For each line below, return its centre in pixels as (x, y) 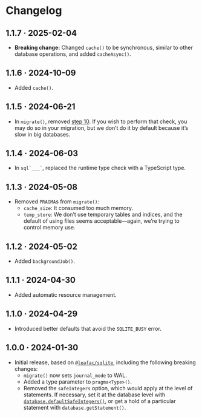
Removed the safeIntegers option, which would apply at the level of (108, 388)
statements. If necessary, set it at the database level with (94, 395)
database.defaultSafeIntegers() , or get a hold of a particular (99, 401)
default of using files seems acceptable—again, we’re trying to (101, 221)
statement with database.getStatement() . (75, 407)
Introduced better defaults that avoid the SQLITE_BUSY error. (88, 328)
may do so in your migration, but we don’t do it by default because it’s (101, 127)
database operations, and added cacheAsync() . (73, 54)
